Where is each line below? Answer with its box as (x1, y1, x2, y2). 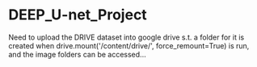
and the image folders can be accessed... (8, 49, 147, 59)
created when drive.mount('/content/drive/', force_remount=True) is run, (8, 40, 250, 50)
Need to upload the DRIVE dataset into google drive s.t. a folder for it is (8, 32, 245, 42)
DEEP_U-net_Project (8, 6, 147, 24)
